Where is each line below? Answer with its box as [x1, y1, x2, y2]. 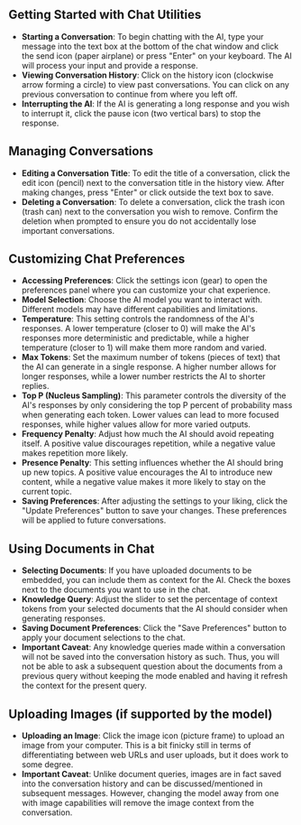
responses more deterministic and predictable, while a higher [21, 333, 250, 344]
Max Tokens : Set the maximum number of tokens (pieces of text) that [21, 352, 281, 363]
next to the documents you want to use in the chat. [21, 584, 211, 595]
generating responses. [21, 613, 105, 624]
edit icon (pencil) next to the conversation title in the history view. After [21, 177, 285, 188]
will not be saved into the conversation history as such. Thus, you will [21, 652, 280, 663]
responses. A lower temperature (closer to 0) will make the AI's [21, 323, 256, 334]
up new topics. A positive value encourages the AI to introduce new [21, 467, 273, 477]
